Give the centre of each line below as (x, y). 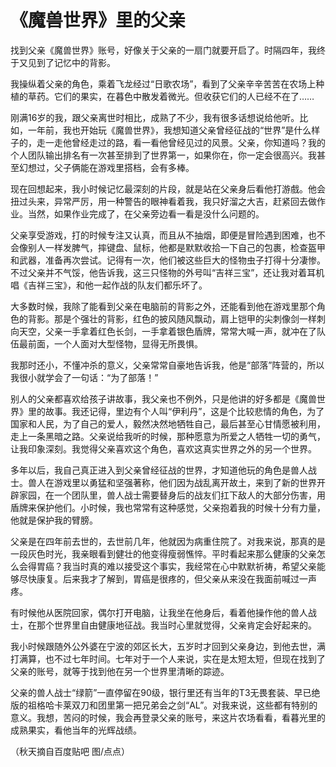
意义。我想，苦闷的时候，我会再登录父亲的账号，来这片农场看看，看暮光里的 (168, 717)
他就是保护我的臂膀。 (54, 520)
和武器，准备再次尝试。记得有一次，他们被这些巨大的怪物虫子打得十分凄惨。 (168, 260)
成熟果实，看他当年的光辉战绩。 (76, 730)
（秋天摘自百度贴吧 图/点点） (70, 751)
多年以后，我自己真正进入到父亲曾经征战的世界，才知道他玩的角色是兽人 (159, 470)
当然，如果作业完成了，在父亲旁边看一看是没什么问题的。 (146, 213)
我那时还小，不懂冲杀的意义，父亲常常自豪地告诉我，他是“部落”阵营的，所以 (167, 365)
